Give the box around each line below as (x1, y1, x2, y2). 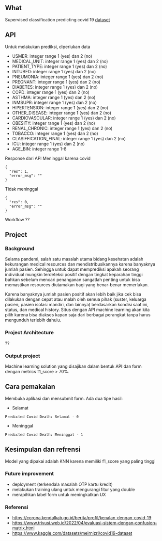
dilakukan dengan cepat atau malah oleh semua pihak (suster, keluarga (5, 296, 147, 302)
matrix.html (12, 525, 35, 531)
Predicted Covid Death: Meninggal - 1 (5, 432, 83, 437)
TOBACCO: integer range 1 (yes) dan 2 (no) (12, 131, 98, 136)
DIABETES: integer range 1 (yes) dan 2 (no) (12, 84, 98, 90)
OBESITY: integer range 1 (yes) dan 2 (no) (12, 120, 95, 126)
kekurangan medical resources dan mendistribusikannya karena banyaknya (5, 262, 156, 267)
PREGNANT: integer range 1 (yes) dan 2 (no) (12, 79, 101, 84)
